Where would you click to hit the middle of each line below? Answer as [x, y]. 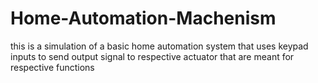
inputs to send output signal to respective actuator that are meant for [152, 56]
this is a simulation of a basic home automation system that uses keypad [159, 46]
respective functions [52, 67]
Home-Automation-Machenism [143, 18]
